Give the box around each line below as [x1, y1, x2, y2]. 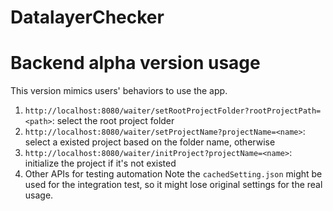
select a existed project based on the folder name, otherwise [24, 136, 276, 148]
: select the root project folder [51, 115, 175, 127]
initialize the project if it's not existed [24, 157, 177, 170]
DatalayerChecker [10, 6, 165, 29]
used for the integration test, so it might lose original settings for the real [24, 179, 323, 191]
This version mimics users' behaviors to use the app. [10, 85, 228, 97]
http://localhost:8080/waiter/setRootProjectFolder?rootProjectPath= [24, 106, 322, 116]
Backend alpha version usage [10, 52, 261, 75]
